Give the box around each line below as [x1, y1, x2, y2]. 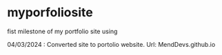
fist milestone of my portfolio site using [7, 27, 118, 35]
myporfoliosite [7, 5, 93, 20]
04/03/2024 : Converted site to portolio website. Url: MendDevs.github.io [7, 40, 216, 48]
